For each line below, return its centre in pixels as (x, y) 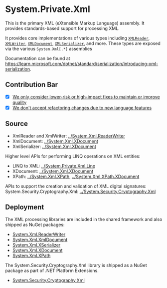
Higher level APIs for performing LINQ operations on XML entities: (73, 156)
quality (19, 102)
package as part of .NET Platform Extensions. (52, 270)
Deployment (25, 207)
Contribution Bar (32, 85)
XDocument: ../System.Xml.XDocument (53, 171)
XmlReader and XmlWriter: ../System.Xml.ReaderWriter (69, 135)
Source (17, 124)
